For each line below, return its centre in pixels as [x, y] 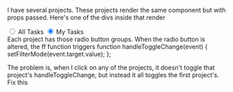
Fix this [17, 82]
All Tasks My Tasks [51, 32]
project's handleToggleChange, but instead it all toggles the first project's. [113, 75]
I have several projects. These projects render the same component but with [116, 10]
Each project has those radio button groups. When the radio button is [106, 39]
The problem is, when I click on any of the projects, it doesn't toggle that [111, 68]
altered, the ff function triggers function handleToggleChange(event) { [107, 47]
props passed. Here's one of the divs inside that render [86, 17]
